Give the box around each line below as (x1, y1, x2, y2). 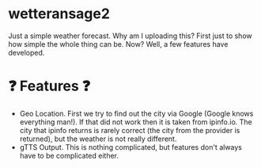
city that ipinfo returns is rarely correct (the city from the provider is (19, 125, 240, 135)
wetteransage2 (8, 5, 111, 23)
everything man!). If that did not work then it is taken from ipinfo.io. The (19, 116, 253, 127)
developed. (8, 48, 45, 57)
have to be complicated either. (19, 151, 119, 160)
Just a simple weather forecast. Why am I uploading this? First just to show (8, 31, 252, 40)
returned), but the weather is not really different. (19, 134, 177, 143)
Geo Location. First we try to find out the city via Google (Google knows (19, 109, 254, 118)
